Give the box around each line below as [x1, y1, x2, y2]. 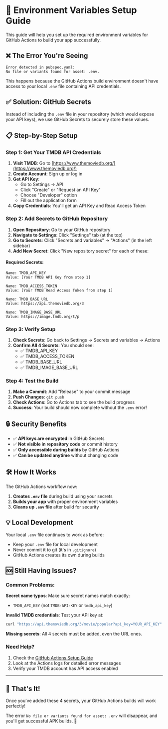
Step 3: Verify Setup [5, 325, 56, 332]
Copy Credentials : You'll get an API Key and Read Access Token [12, 202, 146, 209]
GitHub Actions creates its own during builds [12, 552, 105, 558]
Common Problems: [5, 581, 55, 588]
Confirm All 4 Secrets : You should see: [12, 342, 94, 348]
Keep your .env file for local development [12, 541, 98, 547]
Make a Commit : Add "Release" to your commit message [12, 388, 131, 394]
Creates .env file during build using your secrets [12, 493, 113, 499]
